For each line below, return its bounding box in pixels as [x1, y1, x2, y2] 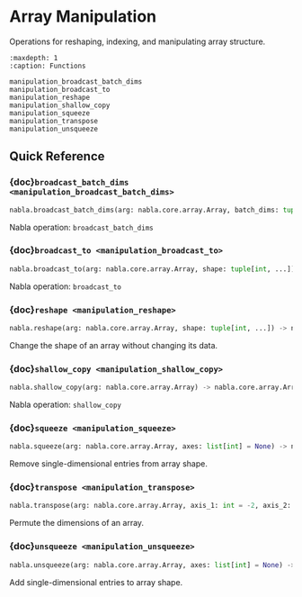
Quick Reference [9, 149, 105, 164]
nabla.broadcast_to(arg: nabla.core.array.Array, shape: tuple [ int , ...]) [9, 264, 296, 274]
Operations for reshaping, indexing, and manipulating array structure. [9, 36, 266, 47]
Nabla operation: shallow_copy [9, 399, 121, 411]
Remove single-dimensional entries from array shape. [9, 458, 209, 469]
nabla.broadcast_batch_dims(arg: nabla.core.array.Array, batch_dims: [9, 205, 280, 214]
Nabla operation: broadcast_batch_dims [9, 222, 155, 232]
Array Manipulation [9, 6, 157, 27]
